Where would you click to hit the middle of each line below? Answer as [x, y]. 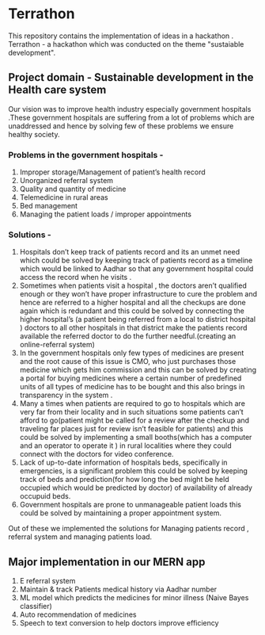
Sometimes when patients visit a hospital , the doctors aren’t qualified [133, 285]
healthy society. [34, 134]
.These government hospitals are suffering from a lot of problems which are [131, 117]
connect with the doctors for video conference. [97, 454]
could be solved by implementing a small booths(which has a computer [136, 438]
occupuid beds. [45, 496]
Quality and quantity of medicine [73, 189]
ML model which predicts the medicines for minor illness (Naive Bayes [134, 598]
